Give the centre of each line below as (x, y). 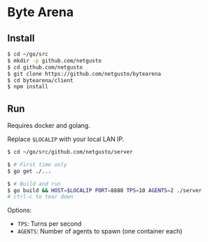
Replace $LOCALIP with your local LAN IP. (66, 139)
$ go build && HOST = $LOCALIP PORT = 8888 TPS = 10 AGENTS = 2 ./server (105, 190)
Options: (20, 210)
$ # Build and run (34, 184)
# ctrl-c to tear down (40, 197)
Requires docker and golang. (49, 126)
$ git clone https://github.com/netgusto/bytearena (84, 74)
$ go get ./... (29, 171)
